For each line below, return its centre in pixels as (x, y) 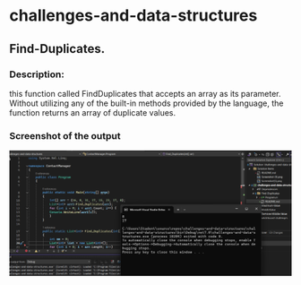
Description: (37, 74)
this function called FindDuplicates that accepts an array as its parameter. (145, 93)
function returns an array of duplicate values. (93, 112)
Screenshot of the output (65, 135)
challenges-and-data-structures (133, 16)
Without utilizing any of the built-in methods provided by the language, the (146, 103)
